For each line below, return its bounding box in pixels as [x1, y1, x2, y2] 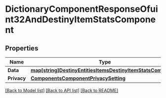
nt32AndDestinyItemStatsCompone [5, 14, 156, 25]
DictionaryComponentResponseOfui [5, 3, 158, 15]
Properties [5, 44, 39, 52]
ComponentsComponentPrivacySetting [30, 75, 126, 82]
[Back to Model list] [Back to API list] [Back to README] [5, 88, 119, 93]
